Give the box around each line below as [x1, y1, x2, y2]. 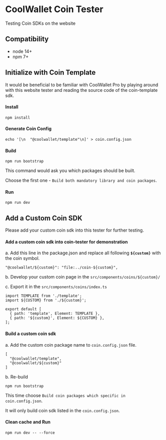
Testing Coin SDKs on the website [5, 20, 76, 26]
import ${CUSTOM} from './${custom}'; [5, 298, 87, 303]
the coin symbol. [5, 255, 40, 261]
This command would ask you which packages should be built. [5, 168, 136, 174]
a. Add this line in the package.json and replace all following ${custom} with [5, 250, 161, 256]
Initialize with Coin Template [5, 68, 96, 77]
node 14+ [12, 48, 33, 54]
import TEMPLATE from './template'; [5, 294, 82, 299]
